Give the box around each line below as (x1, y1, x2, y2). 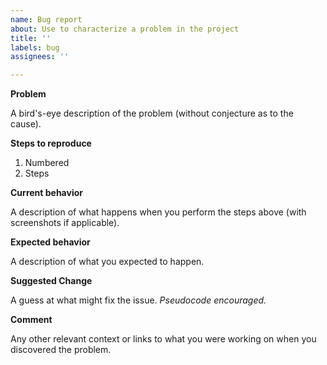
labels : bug (10, 42, 60, 53)
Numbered (24, 157, 70, 169)
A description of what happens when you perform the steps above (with (10, 206, 307, 218)
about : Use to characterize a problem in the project (10, 24, 240, 34)
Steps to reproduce (10, 137, 92, 150)
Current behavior (10, 187, 83, 199)
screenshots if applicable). (10, 217, 120, 229)
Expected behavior (10, 236, 91, 248)
